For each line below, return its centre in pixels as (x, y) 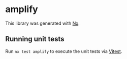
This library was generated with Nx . (42, 23)
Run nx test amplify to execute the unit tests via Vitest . (64, 51)
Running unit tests (35, 39)
